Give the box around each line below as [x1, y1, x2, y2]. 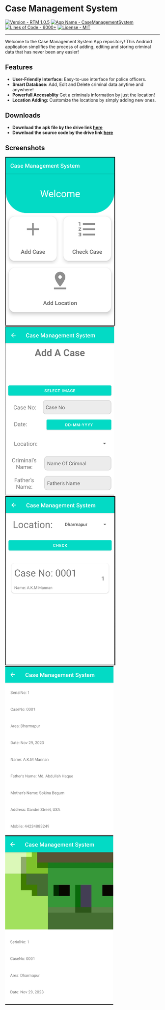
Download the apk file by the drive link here [12, 124, 103, 130]
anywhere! [12, 86, 34, 92]
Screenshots [5, 143, 45, 152]
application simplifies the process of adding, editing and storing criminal [5, 44, 151, 50]
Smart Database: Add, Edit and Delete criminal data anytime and [12, 81, 144, 87]
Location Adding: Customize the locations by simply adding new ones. [12, 97, 156, 103]
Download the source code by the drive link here [12, 130, 113, 135]
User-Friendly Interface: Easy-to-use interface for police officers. [12, 76, 146, 82]
